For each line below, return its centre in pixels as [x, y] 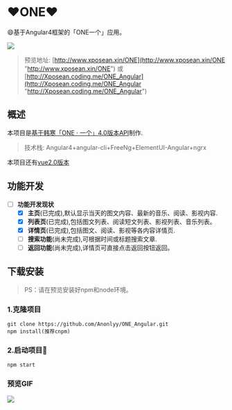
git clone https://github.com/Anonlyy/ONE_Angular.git [88, 324]
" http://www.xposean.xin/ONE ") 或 [73, 68]
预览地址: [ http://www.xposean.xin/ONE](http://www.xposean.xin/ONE [125, 60]
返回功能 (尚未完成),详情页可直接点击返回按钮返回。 [100, 248]
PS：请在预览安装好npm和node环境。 [78, 289]
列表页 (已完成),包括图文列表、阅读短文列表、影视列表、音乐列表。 [122, 221]
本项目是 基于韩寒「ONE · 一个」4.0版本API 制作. [75, 133]
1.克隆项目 [24, 309]
